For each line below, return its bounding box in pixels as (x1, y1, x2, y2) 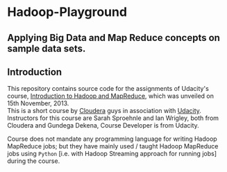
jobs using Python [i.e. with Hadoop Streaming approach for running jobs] (7, 150, 217, 158)
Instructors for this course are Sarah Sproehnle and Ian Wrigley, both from (7, 114, 219, 122)
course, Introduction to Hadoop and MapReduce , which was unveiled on (7, 92, 214, 101)
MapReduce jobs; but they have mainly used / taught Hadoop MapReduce (7, 142, 219, 150)
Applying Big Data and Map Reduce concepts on (7, 32, 221, 44)
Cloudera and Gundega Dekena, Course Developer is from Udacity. (7, 121, 199, 130)
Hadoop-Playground (7, 4, 127, 20)
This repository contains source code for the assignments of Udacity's (7, 85, 210, 93)
